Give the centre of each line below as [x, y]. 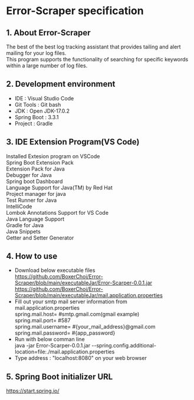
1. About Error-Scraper [48, 33]
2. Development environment [61, 84]
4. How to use [32, 256]
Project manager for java [36, 194]
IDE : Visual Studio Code [44, 98]
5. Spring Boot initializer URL [60, 377]
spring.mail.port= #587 [42, 320]
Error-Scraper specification [75, 11]
